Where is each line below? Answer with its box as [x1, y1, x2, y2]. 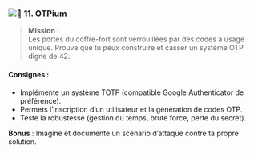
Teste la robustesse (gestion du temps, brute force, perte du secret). [19, 112, 247, 123]
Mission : [27, 26, 60, 36]
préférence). [19, 96, 62, 105]
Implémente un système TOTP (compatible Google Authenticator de [19, 88, 244, 97]
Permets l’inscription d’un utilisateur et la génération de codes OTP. [19, 104, 243, 114]
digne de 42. [27, 52, 71, 61]
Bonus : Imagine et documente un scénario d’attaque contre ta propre [8, 128, 239, 138]
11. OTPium [23, 8, 67, 19]
